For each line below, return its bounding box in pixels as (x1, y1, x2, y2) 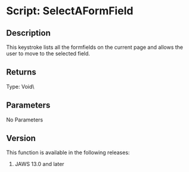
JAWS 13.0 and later (14, 161, 64, 168)
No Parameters (6, 116, 44, 123)
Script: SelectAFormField (6, 4, 134, 18)
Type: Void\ (6, 83, 35, 90)
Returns (6, 67, 37, 77)
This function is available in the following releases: (6, 149, 130, 156)
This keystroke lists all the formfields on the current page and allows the (6, 43, 184, 51)
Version (6, 133, 36, 143)
